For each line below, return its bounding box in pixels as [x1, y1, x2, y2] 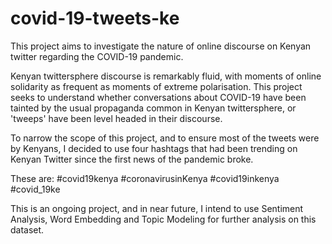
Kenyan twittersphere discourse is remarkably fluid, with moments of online [10, 70, 322, 82]
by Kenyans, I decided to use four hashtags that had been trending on [10, 142, 298, 154]
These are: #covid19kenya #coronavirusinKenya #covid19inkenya [10, 172, 280, 184]
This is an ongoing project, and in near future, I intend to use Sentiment [10, 202, 304, 214]
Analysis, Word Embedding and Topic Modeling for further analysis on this [10, 213, 317, 225]
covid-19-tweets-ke [10, 7, 180, 30]
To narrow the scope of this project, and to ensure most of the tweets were [10, 132, 320, 144]
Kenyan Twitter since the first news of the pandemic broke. [10, 153, 254, 165]
